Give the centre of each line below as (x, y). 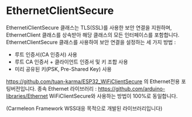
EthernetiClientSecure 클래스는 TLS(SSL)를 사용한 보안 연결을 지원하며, (89, 27)
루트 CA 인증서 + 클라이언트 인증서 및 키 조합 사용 (71, 62)
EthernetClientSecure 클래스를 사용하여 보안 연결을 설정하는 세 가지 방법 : (91, 42)
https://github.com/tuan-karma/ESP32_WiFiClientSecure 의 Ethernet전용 (93, 81)
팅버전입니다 (20, 88)
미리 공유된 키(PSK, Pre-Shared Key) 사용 (63, 69)
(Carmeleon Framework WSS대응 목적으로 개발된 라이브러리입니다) (84, 108)
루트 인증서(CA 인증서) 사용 (46, 54)
